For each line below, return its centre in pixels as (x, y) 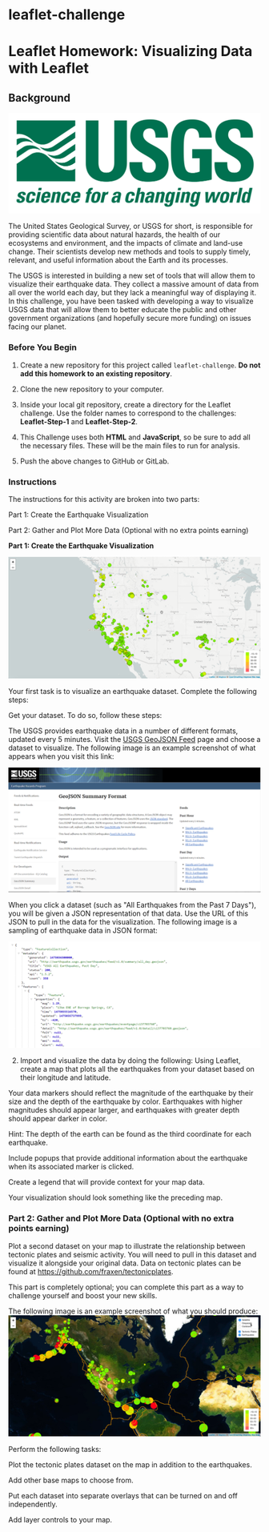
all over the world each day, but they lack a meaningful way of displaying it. (132, 293)
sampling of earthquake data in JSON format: (83, 930)
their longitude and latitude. (65, 1077)
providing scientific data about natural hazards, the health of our (114, 235)
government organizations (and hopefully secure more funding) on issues (130, 319)
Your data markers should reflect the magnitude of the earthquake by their (131, 1093)
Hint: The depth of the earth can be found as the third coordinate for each (130, 1134)
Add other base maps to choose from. (71, 1480)
